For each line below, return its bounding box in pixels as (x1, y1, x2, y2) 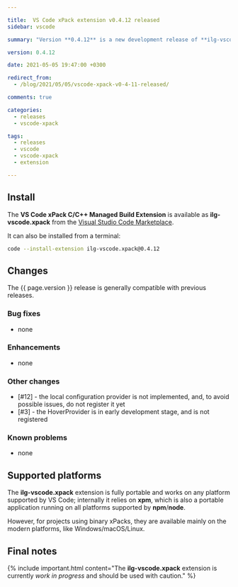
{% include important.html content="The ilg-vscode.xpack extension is (7, 564, 217, 573)
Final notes (7, 545, 57, 557)
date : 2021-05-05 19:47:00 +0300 (7, 62, 106, 69)
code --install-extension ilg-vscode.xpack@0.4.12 (7, 245, 160, 252)
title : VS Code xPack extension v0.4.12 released (7, 16, 160, 23)
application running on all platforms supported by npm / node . (7, 503, 186, 512)
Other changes (7, 376, 60, 386)
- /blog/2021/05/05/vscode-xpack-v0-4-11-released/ (13, 81, 170, 89)
